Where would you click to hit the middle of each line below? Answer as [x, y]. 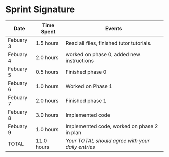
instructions [80, 60]
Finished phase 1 [86, 100]
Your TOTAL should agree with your [108, 140]
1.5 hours [47, 43]
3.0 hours [47, 115]
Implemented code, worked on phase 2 [112, 126]
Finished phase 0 [86, 72]
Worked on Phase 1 [89, 86]
